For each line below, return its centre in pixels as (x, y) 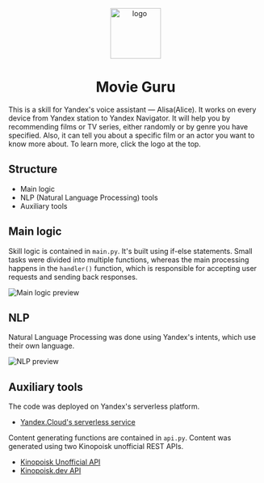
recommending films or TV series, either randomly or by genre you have (128, 126)
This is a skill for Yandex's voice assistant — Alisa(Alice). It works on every (132, 109)
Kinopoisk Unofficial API (60, 462)
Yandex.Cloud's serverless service (78, 422)
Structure (33, 169)
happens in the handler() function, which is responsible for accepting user (132, 268)
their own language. (42, 346)
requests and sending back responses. (73, 277)
